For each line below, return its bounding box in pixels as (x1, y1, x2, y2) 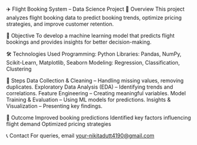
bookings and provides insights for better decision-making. (6, 38, 152, 46)
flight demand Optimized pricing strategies (6, 120, 112, 128)
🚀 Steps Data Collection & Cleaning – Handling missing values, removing (6, 77, 184, 84)
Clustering (6, 65, 32, 72)
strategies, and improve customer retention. (6, 20, 114, 28)
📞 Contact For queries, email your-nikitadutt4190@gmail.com (6, 132, 155, 139)
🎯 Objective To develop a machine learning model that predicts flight (6, 32, 175, 39)
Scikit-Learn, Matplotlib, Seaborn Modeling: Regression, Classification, (6, 59, 180, 66)
